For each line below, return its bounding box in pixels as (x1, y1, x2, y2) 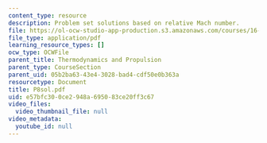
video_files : (8, 100, 52, 108)
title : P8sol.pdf (8, 85, 66, 94)
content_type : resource (8, 11, 87, 20)
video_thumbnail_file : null (15, 108, 109, 116)
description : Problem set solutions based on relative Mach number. (8, 19, 240, 27)
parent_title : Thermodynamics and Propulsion (8, 56, 161, 64)
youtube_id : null (15, 122, 73, 130)
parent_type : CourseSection (8, 64, 102, 71)
